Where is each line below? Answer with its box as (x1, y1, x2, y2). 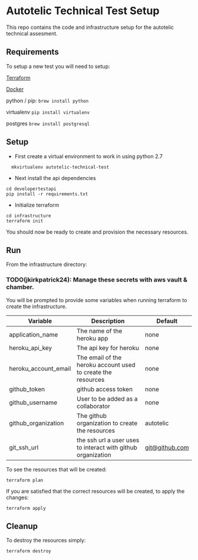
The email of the (76, 353, 122, 361)
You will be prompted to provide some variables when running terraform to (6, 296, 187, 303)
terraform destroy (6, 548, 51, 554)
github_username (9, 398, 58, 407)
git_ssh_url (9, 443, 39, 451)
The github (76, 411, 107, 420)
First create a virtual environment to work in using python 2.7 (14, 152, 163, 160)
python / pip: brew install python (6, 97, 89, 104)
